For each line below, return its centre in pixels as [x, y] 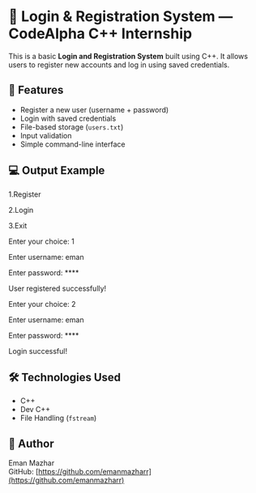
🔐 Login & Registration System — [121, 17]
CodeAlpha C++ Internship [100, 34]
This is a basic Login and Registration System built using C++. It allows [128, 56]
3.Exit [18, 225]
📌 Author [31, 443]
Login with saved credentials [68, 118]
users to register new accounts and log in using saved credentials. [119, 65]
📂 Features [36, 90]
